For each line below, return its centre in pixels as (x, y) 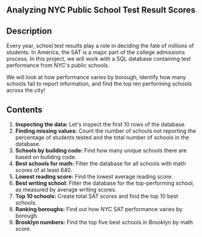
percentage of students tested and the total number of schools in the (102, 138)
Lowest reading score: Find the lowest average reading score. (94, 177)
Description (29, 31)
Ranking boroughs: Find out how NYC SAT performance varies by (99, 209)
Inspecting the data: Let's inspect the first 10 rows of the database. (101, 125)
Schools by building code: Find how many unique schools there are (101, 150)
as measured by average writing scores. (66, 190)
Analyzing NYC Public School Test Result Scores (101, 10)
